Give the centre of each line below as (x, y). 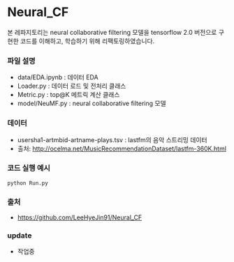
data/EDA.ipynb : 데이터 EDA (58, 77)
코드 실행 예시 (29, 168)
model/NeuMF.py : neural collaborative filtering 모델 (92, 103)
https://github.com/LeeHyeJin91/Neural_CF (80, 217)
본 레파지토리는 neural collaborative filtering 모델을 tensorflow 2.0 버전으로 (112, 32)
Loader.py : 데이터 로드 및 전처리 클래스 (72, 86)
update (20, 236)
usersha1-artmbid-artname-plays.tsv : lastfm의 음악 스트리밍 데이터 (112, 139)
